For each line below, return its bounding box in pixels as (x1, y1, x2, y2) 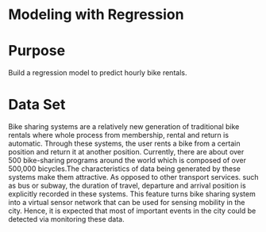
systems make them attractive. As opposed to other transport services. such (8, 173, 259, 182)
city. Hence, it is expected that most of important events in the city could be (8, 206, 256, 215)
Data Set (8, 96, 66, 114)
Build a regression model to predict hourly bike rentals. (8, 68, 187, 78)
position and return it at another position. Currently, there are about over (8, 147, 245, 157)
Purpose (8, 42, 66, 60)
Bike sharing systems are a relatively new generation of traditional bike (8, 122, 240, 131)
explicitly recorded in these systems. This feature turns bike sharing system (8, 189, 256, 199)
